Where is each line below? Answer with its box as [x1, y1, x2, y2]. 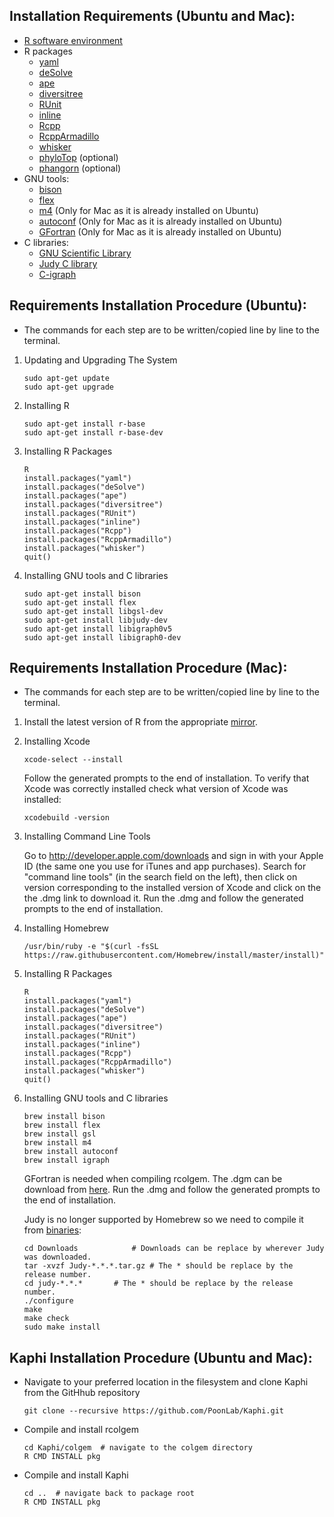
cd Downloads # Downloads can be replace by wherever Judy [23, 1244, 325, 1254]
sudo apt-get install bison [23, 589, 141, 599]
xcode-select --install [23, 755, 124, 765]
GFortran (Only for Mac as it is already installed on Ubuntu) [38, 225, 282, 238]
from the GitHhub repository [23, 1387, 141, 1399]
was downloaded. [23, 1252, 92, 1263]
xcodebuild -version [23, 813, 110, 823]
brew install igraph [23, 1155, 110, 1166]
